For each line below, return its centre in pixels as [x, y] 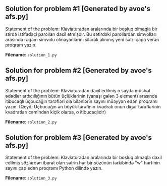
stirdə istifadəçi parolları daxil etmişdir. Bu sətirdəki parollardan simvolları [81, 34]
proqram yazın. [21, 45]
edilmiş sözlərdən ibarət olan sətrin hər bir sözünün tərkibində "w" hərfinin [83, 163]
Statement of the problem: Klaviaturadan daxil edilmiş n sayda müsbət [78, 90]
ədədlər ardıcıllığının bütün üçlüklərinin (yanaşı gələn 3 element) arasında [81, 96]
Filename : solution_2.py [31, 121]
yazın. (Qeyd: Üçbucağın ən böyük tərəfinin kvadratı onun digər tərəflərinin [83, 106]
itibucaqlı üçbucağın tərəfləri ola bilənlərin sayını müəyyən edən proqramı [81, 101]
